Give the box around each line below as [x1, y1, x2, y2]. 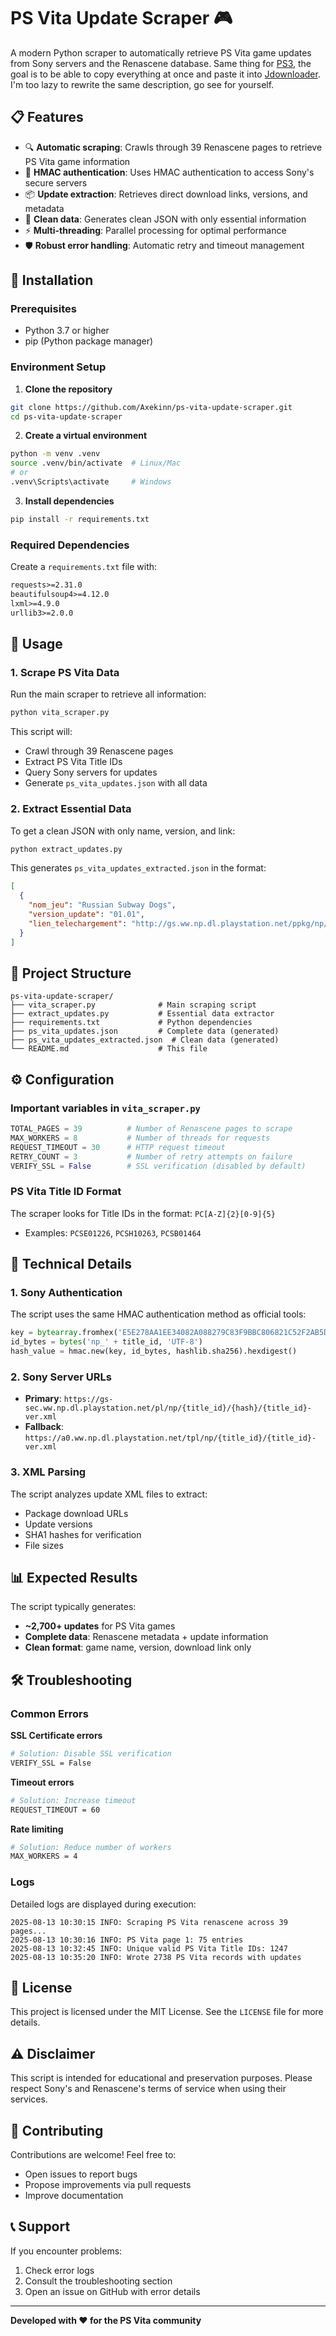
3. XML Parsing [10, 1465, 87, 1479]
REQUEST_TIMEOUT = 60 [10, 1805, 101, 1815]
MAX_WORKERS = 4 [10, 1851, 78, 1862]
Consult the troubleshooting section [24, 2275, 173, 2287]
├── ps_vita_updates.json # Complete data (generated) [10, 1026, 280, 1037]
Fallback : [24, 1421, 64, 1433]
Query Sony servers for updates [24, 766, 158, 779]
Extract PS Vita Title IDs [24, 756, 123, 768]
